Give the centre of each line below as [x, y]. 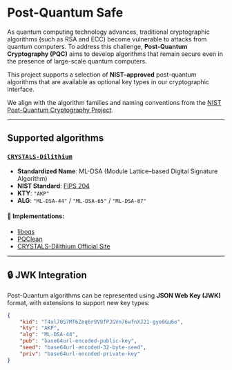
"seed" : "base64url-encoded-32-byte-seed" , [83, 348]
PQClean [30, 239]
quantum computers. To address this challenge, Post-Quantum [97, 46]
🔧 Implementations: [36, 216]
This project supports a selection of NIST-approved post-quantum [102, 75]
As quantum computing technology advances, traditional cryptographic [109, 32]
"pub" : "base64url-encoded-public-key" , [78, 341]
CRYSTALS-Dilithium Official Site [64, 246]
